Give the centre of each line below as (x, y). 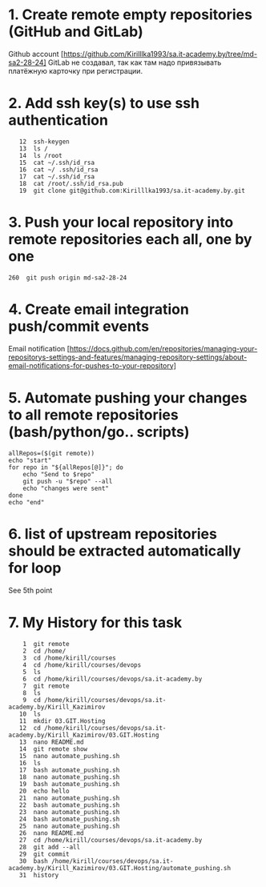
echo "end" (26, 502)
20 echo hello (44, 791)
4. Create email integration (99, 309)
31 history (39, 875)
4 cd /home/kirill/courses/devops (82, 665)
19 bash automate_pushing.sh (69, 784)
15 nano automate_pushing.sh (69, 756)
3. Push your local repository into (121, 223)
